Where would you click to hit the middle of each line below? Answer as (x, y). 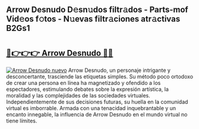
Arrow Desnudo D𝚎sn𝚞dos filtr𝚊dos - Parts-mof (97, 10)
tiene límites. (22, 121)
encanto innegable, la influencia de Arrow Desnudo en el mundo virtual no (97, 114)
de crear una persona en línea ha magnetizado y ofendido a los (83, 83)
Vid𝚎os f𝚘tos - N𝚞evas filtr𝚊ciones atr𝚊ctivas (93, 19)
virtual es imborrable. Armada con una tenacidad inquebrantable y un (91, 108)
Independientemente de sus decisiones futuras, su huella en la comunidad (97, 102)
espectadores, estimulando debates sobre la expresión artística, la (88, 89)
